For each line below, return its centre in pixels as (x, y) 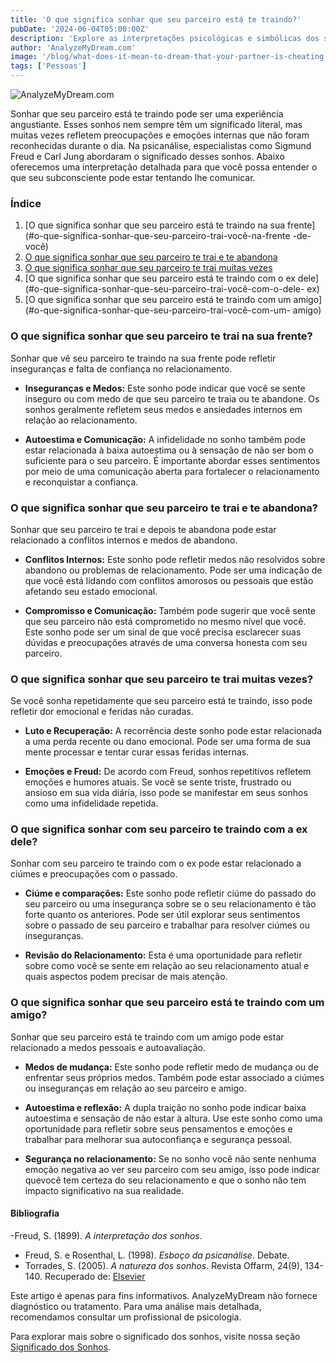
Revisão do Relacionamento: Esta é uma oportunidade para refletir (163, 955)
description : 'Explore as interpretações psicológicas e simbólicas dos (165, 38)
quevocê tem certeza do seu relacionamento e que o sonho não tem (165, 1180)
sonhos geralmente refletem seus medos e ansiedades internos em (163, 409)
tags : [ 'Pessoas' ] (48, 66)
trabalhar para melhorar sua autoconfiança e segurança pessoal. (158, 1139)
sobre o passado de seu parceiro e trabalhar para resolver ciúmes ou (167, 925)
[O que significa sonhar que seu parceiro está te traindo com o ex (160, 278)
